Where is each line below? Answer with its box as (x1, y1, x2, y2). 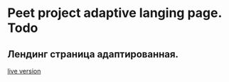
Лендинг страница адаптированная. (7, 48, 179, 60)
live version (7, 67, 41, 75)
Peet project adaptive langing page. (7, 5, 222, 21)
